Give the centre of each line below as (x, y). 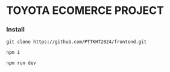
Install (16, 30)
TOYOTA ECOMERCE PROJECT (85, 11)
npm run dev (21, 63)
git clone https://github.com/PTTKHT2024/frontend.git (77, 42)
